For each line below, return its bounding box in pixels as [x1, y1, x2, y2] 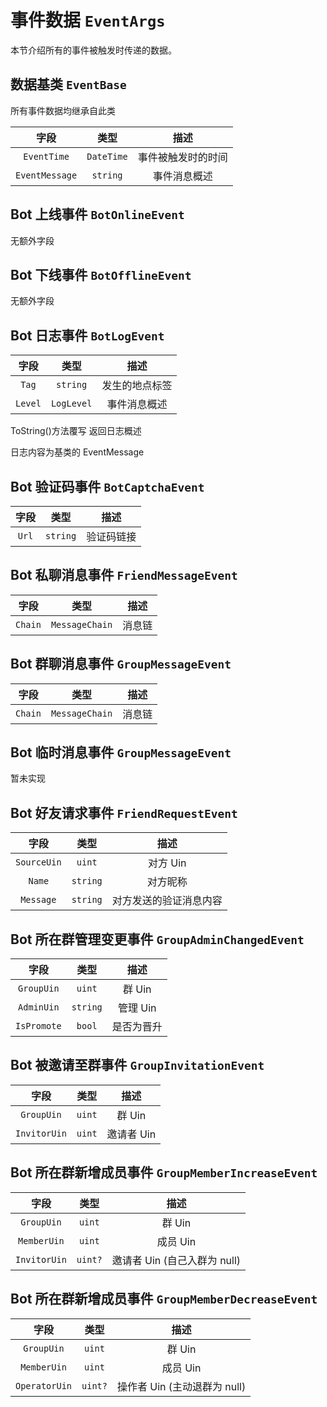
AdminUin [18, 1002, 60, 1013]
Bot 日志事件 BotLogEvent [10, 327, 165, 344]
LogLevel [50, 398, 93, 410]
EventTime [23, 151, 70, 162]
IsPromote [15, 1021, 62, 1032]
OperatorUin [15, 1380, 73, 1391]
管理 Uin [118, 1001, 157, 1015]
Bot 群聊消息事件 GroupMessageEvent [10, 656, 232, 673]
